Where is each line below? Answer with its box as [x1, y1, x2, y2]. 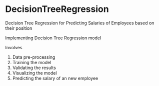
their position [5, 25, 32, 31]
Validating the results [12, 65, 56, 71]
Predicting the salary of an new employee [12, 75, 98, 81]
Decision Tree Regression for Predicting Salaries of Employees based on [5, 20, 154, 26]
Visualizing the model [12, 70, 57, 76]
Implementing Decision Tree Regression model [5, 35, 101, 41]
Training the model [12, 59, 51, 65]
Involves [5, 44, 22, 50]
